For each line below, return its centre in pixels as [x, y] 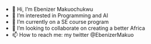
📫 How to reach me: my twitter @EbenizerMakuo [73, 35]
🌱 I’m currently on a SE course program [60, 22]
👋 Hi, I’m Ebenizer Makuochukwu [53, 9]
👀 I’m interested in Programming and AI [60, 15]
